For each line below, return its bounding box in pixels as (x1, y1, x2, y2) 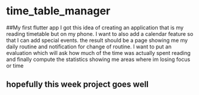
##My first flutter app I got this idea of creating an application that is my (6, 24, 184, 31)
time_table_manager (6, 4, 111, 18)
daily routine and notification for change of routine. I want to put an (6, 43, 172, 50)
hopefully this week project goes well (6, 79, 149, 90)
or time (6, 62, 24, 69)
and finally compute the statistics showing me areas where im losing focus (6, 56, 191, 63)
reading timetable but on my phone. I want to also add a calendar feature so (6, 30, 194, 37)
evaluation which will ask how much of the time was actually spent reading (6, 49, 191, 56)
